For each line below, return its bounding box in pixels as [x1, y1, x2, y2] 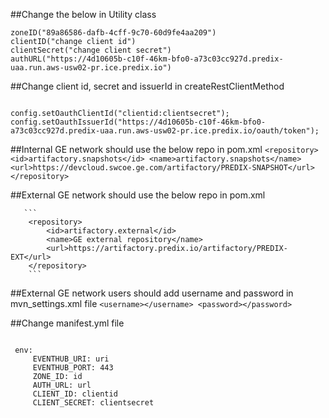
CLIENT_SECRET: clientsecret [32, 398, 155, 408]
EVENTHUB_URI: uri [32, 354, 110, 364]
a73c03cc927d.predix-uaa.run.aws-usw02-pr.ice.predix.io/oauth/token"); [10, 126, 320, 136]
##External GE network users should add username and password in [10, 287, 294, 299]
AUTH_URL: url [32, 380, 92, 390]
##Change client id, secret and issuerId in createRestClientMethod [10, 80, 285, 92]
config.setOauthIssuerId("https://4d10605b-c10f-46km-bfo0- [10, 117, 267, 127]
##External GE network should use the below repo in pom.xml [10, 189, 266, 201]
